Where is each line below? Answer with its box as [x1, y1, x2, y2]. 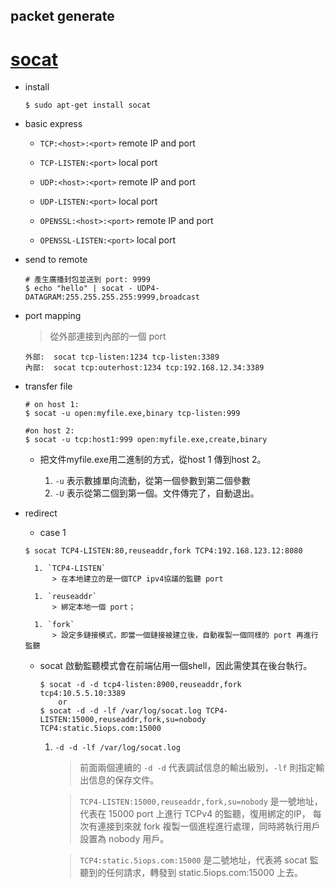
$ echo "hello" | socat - [24, 284, 133, 294]
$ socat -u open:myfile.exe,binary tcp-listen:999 [24, 409, 241, 419]
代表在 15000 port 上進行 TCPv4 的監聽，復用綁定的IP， [79, 808, 311, 820]
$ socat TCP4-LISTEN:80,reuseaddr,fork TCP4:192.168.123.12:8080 [24, 546, 303, 556]
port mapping [24, 310, 82, 322]
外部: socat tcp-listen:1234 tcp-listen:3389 [24, 352, 220, 363]
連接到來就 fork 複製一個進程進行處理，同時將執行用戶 [97, 820, 321, 833]
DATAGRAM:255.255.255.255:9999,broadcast [24, 292, 200, 303]
